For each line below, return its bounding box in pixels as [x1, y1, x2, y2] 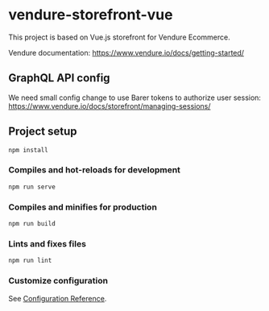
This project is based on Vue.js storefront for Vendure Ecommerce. [8, 32, 231, 42]
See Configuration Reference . [8, 293, 107, 303]
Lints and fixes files [8, 238, 87, 250]
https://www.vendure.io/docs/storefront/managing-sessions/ [8, 101, 211, 110]
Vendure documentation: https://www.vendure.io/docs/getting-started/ [8, 48, 244, 57]
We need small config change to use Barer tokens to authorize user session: [8, 93, 262, 102]
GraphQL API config [8, 71, 110, 85]
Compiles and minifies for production [8, 201, 157, 213]
